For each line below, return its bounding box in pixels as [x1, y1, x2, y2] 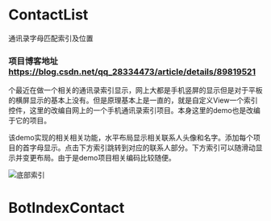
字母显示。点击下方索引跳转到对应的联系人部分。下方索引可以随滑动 [29, 143, 256, 152]
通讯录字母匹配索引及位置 [8, 33, 94, 43]
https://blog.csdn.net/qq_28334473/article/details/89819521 [8, 66, 256, 77]
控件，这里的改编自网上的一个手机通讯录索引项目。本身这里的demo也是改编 [8, 106, 261, 115]
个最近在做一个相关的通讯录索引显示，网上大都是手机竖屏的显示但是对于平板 [8, 85, 263, 95]
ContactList [8, 6, 89, 24]
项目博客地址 [8, 55, 59, 66]
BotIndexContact [8, 199, 125, 217]
